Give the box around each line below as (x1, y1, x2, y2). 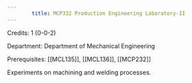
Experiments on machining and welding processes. (7, 68, 152, 76)
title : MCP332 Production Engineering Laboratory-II (32, 10, 186, 17)
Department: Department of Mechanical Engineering (7, 41, 156, 50)
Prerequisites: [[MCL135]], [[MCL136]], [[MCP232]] (7, 55, 152, 63)
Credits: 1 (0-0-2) (7, 29, 56, 37)
